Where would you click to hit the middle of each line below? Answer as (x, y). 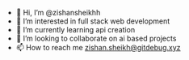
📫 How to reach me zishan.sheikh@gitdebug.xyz (98, 47)
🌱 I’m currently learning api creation (76, 30)
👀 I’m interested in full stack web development (93, 21)
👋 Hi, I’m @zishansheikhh (58, 13)
